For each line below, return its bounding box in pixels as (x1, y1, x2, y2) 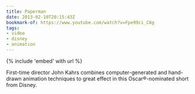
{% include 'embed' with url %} (6, 57, 83, 65)
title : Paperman (6, 8, 46, 15)
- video (6, 31, 25, 36)
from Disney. (6, 81, 37, 88)
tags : (6, 25, 19, 31)
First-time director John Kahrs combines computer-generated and (6, 69, 167, 76)
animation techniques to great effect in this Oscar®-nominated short (22, 75, 189, 82)
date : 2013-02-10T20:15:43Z (6, 14, 76, 20)
